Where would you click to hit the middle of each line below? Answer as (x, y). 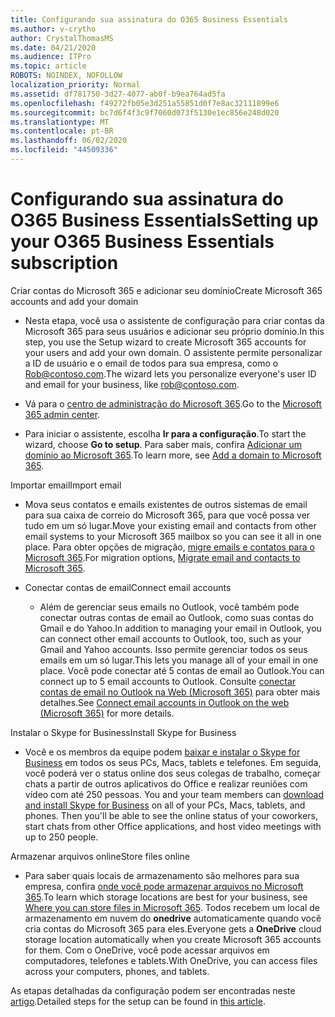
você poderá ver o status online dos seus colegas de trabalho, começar (173, 773)
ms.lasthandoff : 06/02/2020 (69, 141)
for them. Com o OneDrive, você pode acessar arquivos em (147, 950)
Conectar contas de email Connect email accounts (128, 587)
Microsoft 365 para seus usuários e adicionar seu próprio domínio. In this (174, 331)
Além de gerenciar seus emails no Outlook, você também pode (169, 607)
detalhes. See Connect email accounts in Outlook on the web (164, 702)
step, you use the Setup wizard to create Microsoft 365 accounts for (165, 342)
